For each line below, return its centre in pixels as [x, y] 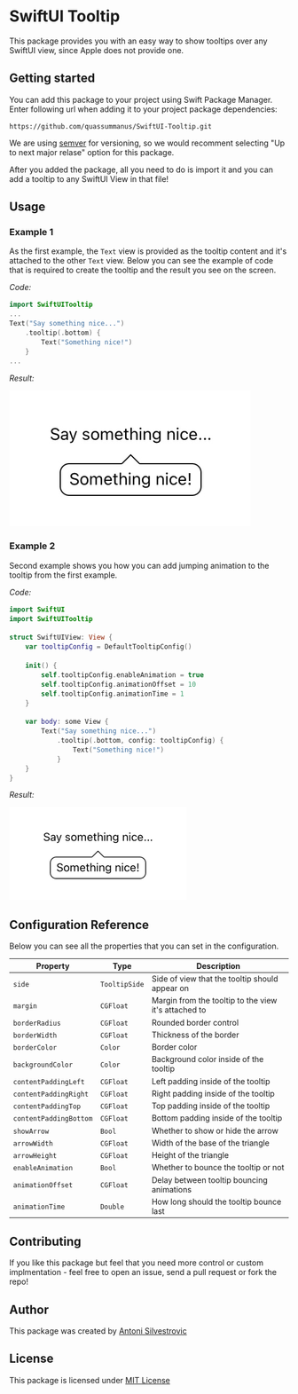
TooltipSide [122, 984]
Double [113, 1207]
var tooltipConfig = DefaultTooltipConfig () [109, 647]
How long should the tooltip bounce [216, 1201]
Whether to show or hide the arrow [215, 1130]
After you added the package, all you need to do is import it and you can [141, 169]
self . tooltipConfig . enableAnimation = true [122, 675]
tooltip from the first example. [63, 575]
